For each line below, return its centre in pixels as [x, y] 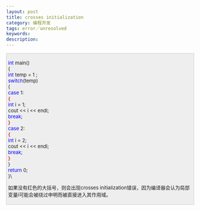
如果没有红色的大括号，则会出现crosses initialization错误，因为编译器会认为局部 [99, 187]
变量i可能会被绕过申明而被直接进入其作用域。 [60, 195]
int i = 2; [17, 140]
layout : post [22, 12]
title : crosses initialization [45, 17]
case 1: [16, 93]
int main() [19, 63]
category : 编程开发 [29, 23]
